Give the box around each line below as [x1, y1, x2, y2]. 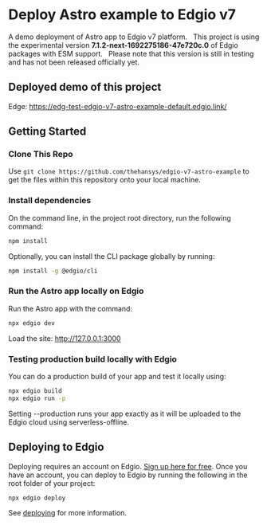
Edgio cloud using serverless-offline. [8, 417, 130, 427]
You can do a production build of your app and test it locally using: [8, 371, 226, 381]
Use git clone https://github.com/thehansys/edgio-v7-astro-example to [8, 167, 249, 176]
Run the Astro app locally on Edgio [8, 285, 144, 296]
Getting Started [8, 125, 87, 139]
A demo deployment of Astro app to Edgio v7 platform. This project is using [8, 32, 260, 41]
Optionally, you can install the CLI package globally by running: [8, 251, 215, 261]
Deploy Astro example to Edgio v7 [8, 6, 237, 24]
